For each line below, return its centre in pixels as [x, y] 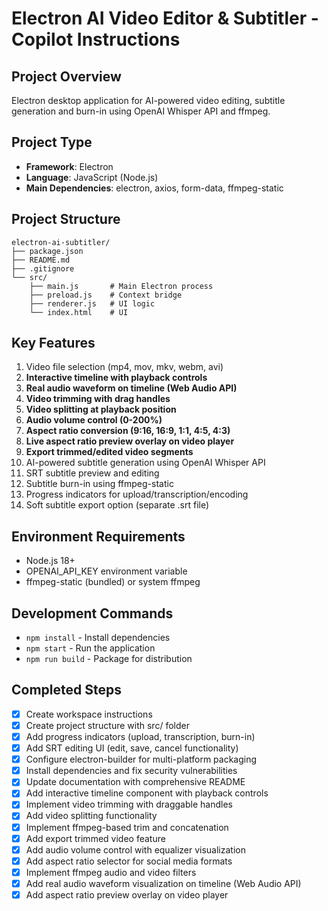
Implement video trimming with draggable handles [129, 804]
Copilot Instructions [96, 39]
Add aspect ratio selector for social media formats [129, 861]
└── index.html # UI [79, 312]
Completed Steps [66, 690]
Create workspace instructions [89, 714]
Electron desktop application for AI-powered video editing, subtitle [148, 100]
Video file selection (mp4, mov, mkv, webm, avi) [124, 367]
